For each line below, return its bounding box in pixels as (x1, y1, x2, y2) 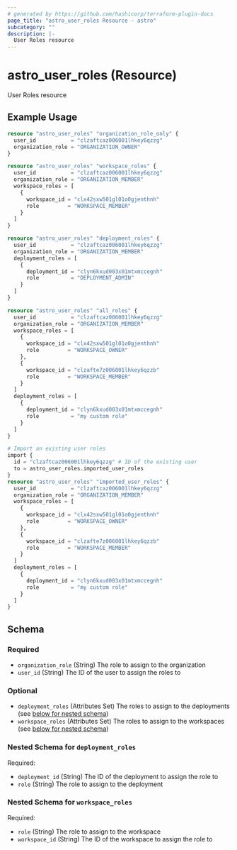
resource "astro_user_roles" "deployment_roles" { (7, 235, 160, 242)
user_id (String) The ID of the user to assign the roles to (17, 668, 181, 676)
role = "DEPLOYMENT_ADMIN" (25, 275, 134, 282)
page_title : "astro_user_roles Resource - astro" (7, 17, 157, 24)
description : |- (7, 30, 55, 38)
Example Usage (7, 111, 78, 123)
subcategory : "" (7, 23, 55, 31)
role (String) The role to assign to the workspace (17, 827, 161, 836)
